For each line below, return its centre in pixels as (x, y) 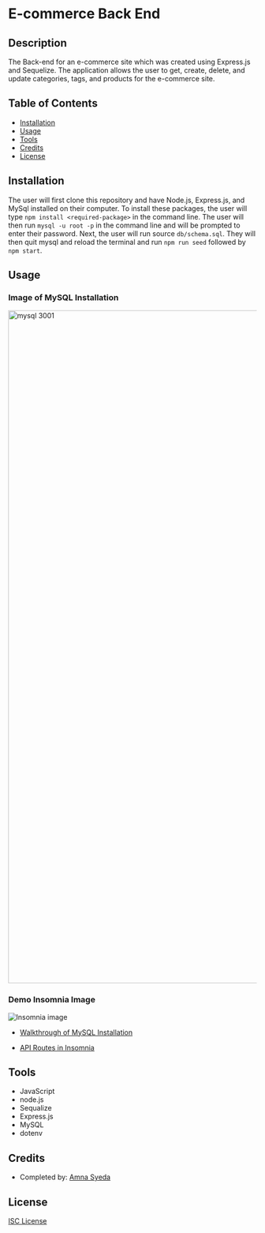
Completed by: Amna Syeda (65, 1177)
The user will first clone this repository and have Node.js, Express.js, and (127, 200)
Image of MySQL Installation (63, 297)
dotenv (31, 1133)
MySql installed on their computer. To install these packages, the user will (128, 208)
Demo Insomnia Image (52, 1000)
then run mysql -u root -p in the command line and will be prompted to (124, 225)
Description (37, 43)
